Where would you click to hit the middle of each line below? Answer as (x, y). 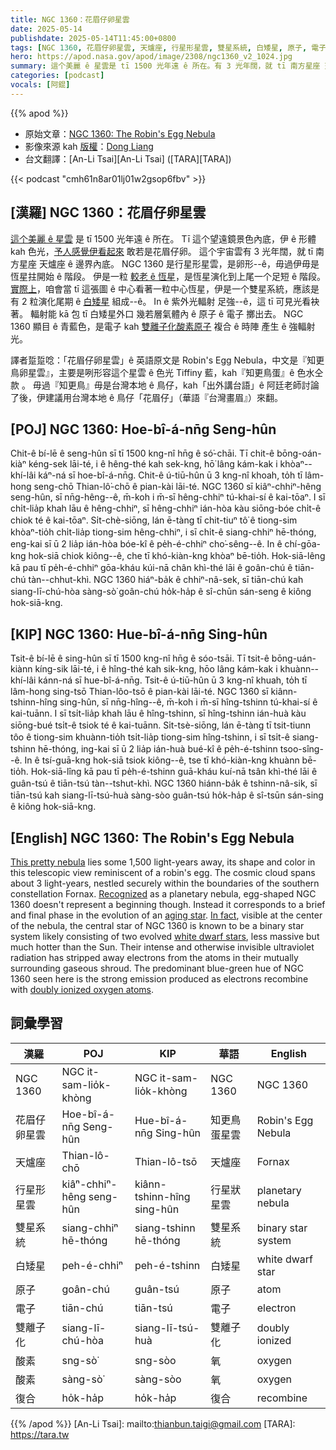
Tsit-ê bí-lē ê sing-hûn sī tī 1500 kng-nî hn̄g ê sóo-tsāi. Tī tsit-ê (140, 658)
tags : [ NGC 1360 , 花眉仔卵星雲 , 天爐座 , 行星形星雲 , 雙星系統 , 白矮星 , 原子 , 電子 (168, 47)
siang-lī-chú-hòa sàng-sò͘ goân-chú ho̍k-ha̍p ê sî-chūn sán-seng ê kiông (161, 592)
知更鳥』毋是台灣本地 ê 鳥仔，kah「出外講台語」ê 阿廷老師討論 (189, 385)
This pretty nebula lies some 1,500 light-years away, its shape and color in (163, 862)
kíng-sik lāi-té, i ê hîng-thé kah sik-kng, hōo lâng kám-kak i (156, 669)
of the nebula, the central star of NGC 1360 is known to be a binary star (157, 925)
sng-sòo (155, 1360)
